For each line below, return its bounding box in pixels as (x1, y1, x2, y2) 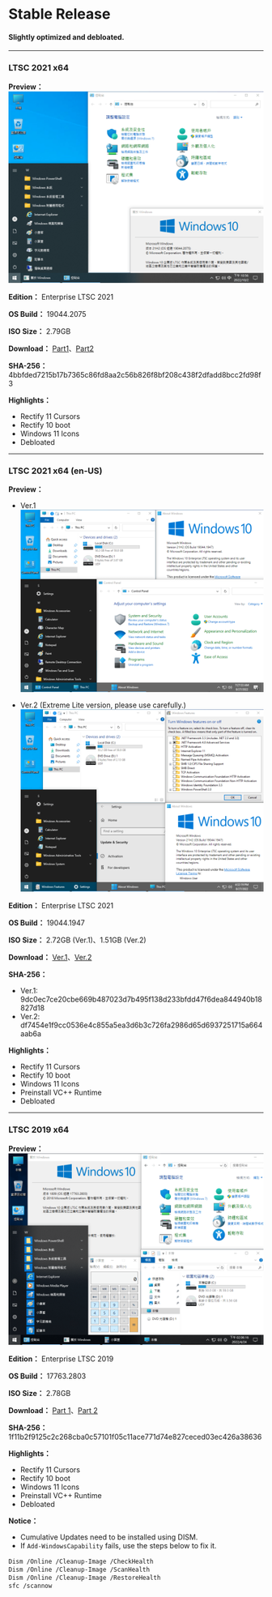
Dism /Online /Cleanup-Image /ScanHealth (8, 1565, 151, 1574)
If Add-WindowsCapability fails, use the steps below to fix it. (19, 1540, 217, 1550)
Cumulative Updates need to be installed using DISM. (19, 1532, 198, 1542)
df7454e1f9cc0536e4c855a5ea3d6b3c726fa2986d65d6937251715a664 (19, 1020, 263, 1030)
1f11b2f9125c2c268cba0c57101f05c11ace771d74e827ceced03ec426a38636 (8, 1432, 262, 1441)
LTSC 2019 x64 (8, 1124, 70, 1135)
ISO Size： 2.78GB (8, 1388, 71, 1398)
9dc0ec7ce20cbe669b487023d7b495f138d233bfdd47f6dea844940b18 (19, 994, 263, 1005)
